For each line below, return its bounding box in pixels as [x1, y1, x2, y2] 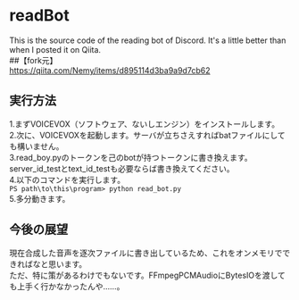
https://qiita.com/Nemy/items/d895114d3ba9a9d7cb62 [9, 64, 211, 76]
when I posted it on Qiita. [9, 44, 101, 54]
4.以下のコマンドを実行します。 [9, 174, 126, 185]
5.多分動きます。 [9, 193, 71, 204]
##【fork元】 [9, 54, 58, 65]
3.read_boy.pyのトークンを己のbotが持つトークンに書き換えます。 [9, 152, 253, 162]
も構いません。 [9, 140, 64, 152]
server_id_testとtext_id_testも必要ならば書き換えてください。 [9, 162, 235, 174]
